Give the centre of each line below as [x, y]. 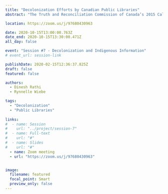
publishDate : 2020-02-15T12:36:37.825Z [47, 64]
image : [12, 170]
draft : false [19, 69]
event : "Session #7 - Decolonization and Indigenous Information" [76, 51]
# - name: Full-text [28, 133]
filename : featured [30, 175]
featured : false [22, 74]
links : [12, 119]
